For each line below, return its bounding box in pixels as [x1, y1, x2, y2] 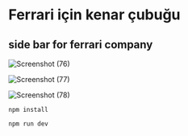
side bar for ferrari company [8, 38, 153, 52]
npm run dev [8, 120, 48, 128]
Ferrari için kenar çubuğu [8, 6, 181, 24]
